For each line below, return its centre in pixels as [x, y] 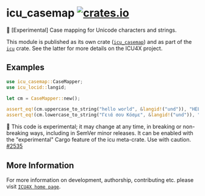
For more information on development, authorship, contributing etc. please [100, 180]
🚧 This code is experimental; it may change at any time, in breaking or [94, 127]
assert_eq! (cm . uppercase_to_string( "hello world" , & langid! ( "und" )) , [97, 109]
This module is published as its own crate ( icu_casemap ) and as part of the [99, 42]
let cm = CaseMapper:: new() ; [43, 98]
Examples [25, 67]
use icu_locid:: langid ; [37, 87]
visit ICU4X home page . [34, 186]
